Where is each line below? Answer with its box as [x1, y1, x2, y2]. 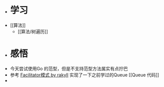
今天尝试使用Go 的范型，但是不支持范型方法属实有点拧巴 [10, 65, 128, 71]
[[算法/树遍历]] [17, 28, 48, 34]
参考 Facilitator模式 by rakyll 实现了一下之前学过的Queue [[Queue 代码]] [10, 71, 159, 78]
